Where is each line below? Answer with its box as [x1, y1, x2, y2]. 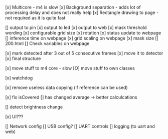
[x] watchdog [5, 75, 33, 80]
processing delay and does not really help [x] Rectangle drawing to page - [5, 9, 159, 15]
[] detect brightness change [5, 104, 63, 109]
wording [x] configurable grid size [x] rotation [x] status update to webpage [5, 30, 161, 35]
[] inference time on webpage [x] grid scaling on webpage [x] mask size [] [5, 35, 159, 41]
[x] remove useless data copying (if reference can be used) [5, 84, 128, 90]
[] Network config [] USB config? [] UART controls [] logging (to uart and [5, 123, 155, 129]
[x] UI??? [5, 113, 24, 119]
